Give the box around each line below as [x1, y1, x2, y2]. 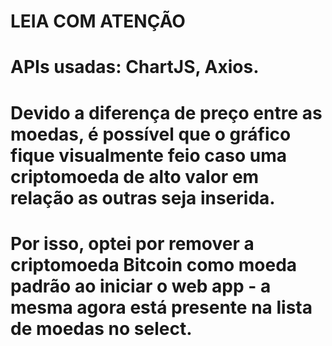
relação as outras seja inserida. [10, 186, 276, 209]
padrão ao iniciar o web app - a [10, 275, 272, 297]
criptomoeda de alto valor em [10, 165, 260, 188]
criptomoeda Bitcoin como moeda [10, 253, 298, 276]
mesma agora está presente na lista [10, 296, 313, 319]
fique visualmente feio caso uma [10, 144, 287, 167]
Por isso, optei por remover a [10, 232, 255, 255]
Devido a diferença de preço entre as [10, 101, 323, 124]
